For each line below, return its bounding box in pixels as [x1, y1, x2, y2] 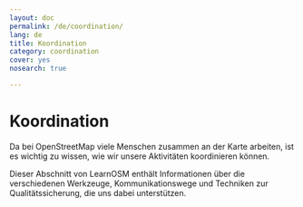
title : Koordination [9, 38, 88, 48]
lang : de [9, 30, 43, 39]
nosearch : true [9, 64, 67, 74]
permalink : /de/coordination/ [9, 22, 124, 31]
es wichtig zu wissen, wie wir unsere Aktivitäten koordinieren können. [9, 151, 270, 162]
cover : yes [9, 55, 51, 64]
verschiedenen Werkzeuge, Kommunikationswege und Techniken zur [9, 178, 269, 189]
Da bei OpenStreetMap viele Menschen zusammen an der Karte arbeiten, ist [9, 141, 295, 152]
